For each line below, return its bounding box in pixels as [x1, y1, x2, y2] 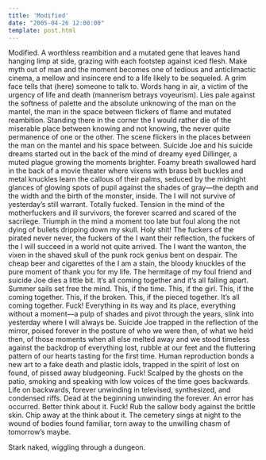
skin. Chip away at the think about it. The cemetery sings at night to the [8, 410, 242, 420]
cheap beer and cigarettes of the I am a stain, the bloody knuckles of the [8, 259, 246, 268]
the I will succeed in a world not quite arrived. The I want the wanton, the [8, 242, 247, 251]
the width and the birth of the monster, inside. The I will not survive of [8, 191, 236, 201]
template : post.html [8, 26, 77, 34]
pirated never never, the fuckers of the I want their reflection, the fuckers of [8, 233, 256, 243]
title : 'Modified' [8, 11, 69, 20]
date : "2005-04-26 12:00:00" [8, 19, 105, 27]
